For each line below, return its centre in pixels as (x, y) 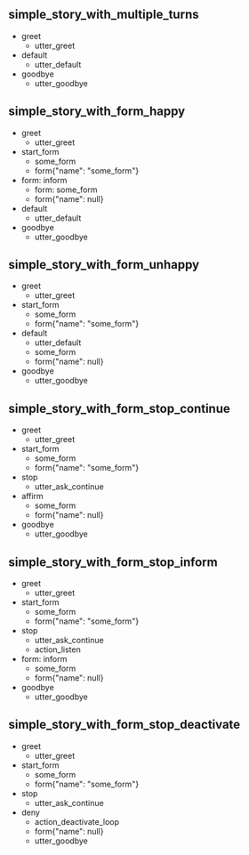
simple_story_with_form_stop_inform (113, 562)
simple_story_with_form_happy (97, 112)
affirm (32, 496)
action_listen (57, 649)
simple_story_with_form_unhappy (104, 265)
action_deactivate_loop (77, 821)
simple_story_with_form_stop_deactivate (124, 725)
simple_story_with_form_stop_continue (119, 408)
